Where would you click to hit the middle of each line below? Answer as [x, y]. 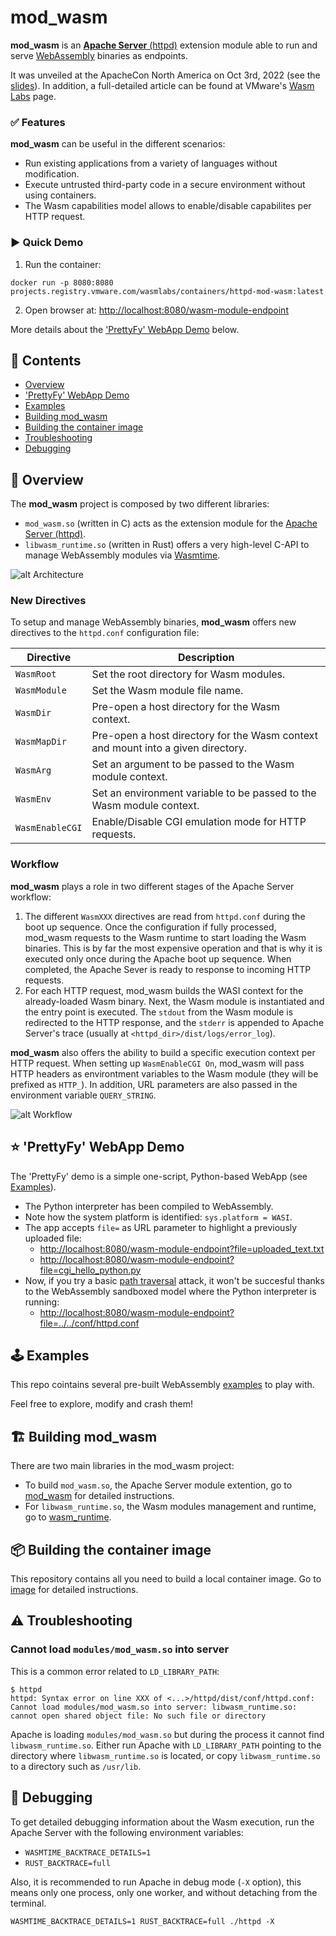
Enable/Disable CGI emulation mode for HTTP [199, 822]
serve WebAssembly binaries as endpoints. [99, 55]
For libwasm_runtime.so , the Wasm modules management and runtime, [170, 1507]
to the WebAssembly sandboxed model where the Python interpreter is [170, 1291]
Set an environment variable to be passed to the [204, 793]
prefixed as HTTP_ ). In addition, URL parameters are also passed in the [154, 1084]
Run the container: [63, 264]
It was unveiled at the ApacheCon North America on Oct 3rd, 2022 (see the [165, 75]
